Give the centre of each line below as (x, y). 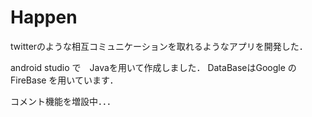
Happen (44, 17)
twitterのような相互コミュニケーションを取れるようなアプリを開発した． (159, 46)
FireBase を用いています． (64, 80)
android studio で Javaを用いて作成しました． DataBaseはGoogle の (153, 67)
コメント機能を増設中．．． (63, 101)
